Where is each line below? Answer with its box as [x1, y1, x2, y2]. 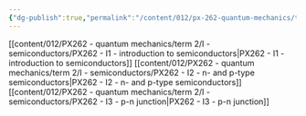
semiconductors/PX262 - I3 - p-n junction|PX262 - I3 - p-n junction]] [8, 96, 270, 107]
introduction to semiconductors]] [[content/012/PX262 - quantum [8, 57, 255, 68]
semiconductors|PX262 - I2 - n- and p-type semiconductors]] [8, 76, 243, 87]
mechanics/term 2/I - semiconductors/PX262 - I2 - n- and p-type [8, 67, 255, 78]
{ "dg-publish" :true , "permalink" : [8, 13, 136, 23]
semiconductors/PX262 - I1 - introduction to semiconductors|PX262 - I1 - [8, 47, 285, 59]
